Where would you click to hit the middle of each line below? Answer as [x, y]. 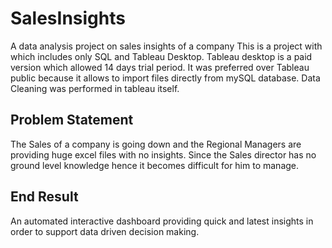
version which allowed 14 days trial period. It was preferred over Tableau [160, 67]
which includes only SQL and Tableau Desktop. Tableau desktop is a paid [161, 56]
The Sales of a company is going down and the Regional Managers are [156, 144]
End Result [44, 197]
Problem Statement [72, 120]
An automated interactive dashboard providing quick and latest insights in [162, 221]
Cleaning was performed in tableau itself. [95, 88]
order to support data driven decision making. [105, 231]
